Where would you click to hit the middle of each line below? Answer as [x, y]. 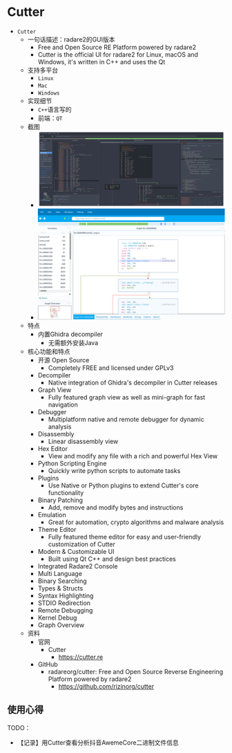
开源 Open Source [64, 360]
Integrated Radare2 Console [78, 566]
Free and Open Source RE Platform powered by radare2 [117, 47]
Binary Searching [62, 581]
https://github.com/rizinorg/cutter [106, 686]
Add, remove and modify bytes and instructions [116, 508]
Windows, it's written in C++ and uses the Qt [101, 62]
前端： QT [50, 118]
